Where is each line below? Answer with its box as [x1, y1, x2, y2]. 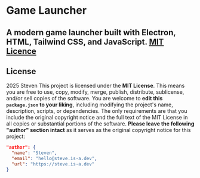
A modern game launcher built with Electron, [6, 27, 176, 38]
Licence [6, 46, 37, 56]
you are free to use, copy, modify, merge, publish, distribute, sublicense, [6, 88, 184, 96]
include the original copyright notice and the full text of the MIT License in [6, 114, 188, 121]
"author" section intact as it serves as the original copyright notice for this [6, 127, 191, 134]
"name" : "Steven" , [11, 150, 58, 156]
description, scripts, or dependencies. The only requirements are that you [6, 108, 187, 115]
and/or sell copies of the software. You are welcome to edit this [6, 95, 163, 102]
